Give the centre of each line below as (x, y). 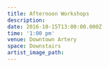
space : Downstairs (34, 46)
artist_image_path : (36, 53)
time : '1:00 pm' (31, 33)
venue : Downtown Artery (42, 40)
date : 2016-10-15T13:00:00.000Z (54, 27)
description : (26, 20)
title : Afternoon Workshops (49, 14)
